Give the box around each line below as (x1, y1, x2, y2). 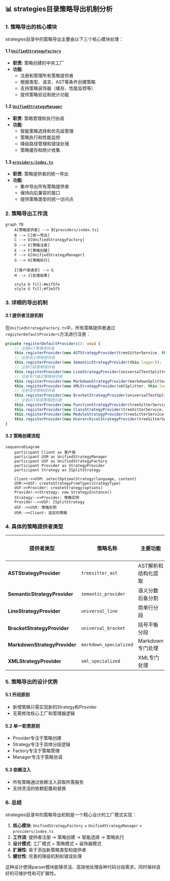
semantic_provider (81, 591, 125, 597)
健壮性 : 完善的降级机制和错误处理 (12, 853, 82, 859)
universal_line (81, 608, 118, 614)
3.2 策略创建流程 (5, 433, 40, 439)
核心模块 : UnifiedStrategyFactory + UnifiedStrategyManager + (12, 822, 143, 828)
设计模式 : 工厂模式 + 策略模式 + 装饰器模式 (12, 840, 102, 847)
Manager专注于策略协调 (12, 754, 63, 760)
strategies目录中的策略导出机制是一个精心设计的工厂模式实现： (5, 812, 137, 818)
